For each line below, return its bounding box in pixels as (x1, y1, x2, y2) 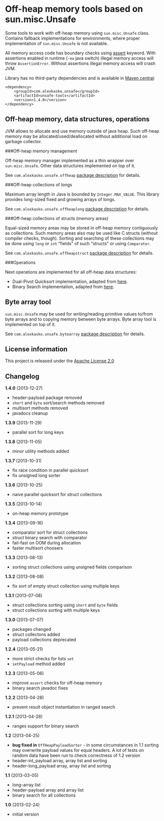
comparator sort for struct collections (12, 529, 88, 535)
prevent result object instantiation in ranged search (12, 704, 116, 710)
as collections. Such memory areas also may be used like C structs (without (5, 230, 158, 236)
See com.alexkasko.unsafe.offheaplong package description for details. (5, 206, 149, 212)
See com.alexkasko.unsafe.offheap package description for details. (5, 172, 141, 178)
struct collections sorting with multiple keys (12, 607, 100, 613)
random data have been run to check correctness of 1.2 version (12, 752, 141, 758)
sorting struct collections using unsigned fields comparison (12, 564, 132, 570)
